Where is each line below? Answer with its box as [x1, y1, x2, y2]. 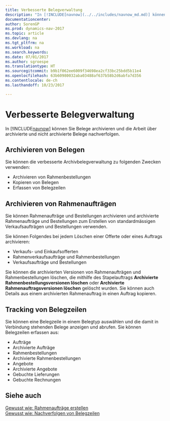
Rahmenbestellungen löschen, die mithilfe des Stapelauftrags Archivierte [5, 274, 158, 280]
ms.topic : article [5, 31, 44, 36]
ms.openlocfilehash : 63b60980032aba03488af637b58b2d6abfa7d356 [5, 73, 142, 78]
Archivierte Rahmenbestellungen [12, 355, 81, 361]
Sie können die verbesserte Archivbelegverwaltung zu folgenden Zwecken [5, 159, 161, 165]
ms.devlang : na [5, 36, 37, 41]
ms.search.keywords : [5, 50, 49, 55]
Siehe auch [5, 391, 41, 400]
